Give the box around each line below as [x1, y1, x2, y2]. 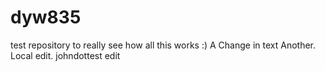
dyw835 [10, 6, 82, 29]
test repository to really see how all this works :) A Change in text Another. [10, 39, 317, 51]
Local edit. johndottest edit [10, 49, 121, 61]
